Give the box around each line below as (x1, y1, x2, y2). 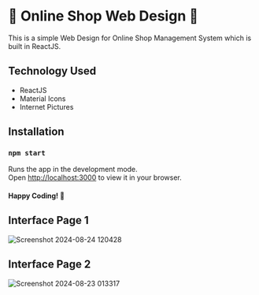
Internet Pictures (19, 102, 74, 111)
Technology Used (8, 65, 97, 78)
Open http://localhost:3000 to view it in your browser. (8, 173, 183, 182)
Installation (8, 125, 65, 139)
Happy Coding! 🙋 (8, 191, 65, 200)
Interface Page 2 (8, 258, 91, 271)
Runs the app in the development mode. (8, 165, 138, 174)
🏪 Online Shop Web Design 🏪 (8, 7, 199, 25)
